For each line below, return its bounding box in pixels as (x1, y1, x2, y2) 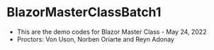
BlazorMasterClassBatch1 (6, 4, 162, 20)
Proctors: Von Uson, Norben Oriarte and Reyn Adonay (16, 35, 175, 43)
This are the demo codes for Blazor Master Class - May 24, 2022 (16, 27, 207, 36)
